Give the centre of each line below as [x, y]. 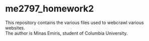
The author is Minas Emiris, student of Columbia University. [66, 33]
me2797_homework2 [50, 9]
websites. [15, 27]
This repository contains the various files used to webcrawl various [74, 22]
